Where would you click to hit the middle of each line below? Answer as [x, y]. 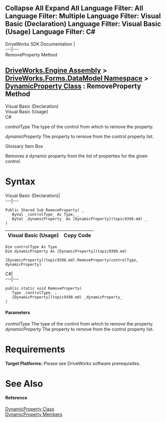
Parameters [18, 313]
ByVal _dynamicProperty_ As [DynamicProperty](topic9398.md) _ [79, 219]
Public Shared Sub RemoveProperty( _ [45, 210]
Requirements [35, 349]
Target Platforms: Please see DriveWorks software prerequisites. [73, 363]
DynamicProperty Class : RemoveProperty [73, 86]
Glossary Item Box [24, 146]
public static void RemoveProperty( [44, 288]
